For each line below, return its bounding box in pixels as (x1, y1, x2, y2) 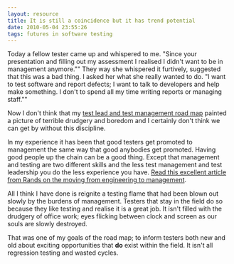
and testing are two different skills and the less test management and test (7, 161, 223, 169)
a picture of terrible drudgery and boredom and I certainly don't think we (7, 117, 220, 125)
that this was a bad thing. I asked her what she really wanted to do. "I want (7, 73, 226, 81)
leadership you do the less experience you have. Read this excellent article (7, 168, 226, 176)
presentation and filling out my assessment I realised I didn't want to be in (7, 58, 223, 66)
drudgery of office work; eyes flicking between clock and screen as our (7, 212, 218, 221)
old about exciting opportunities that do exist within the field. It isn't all (7, 241, 213, 250)
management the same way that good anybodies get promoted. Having (7, 145, 216, 154)
